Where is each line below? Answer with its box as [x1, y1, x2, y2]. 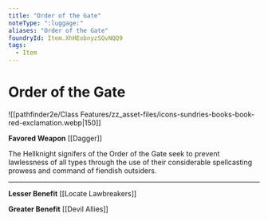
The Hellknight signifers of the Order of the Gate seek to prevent [8, 148, 220, 158]
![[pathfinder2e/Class [8, 109, 79, 119]
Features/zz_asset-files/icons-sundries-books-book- [80, 109, 255, 119]
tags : [8, 41, 26, 49]
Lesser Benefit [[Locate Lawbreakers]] [8, 188, 137, 198]
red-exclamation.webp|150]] [8, 117, 101, 128]
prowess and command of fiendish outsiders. [8, 165, 157, 176]
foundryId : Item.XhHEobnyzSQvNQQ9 [8, 34, 124, 42]
